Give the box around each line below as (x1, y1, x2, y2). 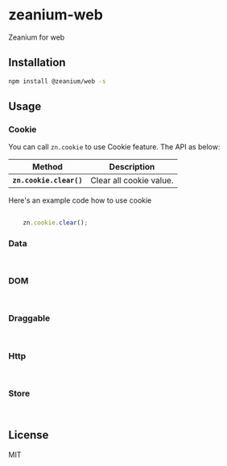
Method (31, 162, 63, 173)
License (8, 428, 49, 442)
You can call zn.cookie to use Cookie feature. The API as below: (8, 142, 221, 152)
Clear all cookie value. (90, 175, 174, 187)
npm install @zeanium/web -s (8, 77, 106, 86)
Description (109, 162, 155, 173)
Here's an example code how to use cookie (8, 195, 152, 205)
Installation (8, 56, 66, 69)
